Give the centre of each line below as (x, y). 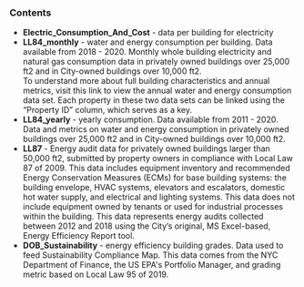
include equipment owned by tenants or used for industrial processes (153, 207)
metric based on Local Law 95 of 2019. (96, 274)
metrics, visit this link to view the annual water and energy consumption (157, 91)
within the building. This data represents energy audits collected (143, 217)
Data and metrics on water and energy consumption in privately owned (156, 129)
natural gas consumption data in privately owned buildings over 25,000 (156, 62)
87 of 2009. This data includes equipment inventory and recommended (156, 168)
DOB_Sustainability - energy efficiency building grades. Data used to (153, 246)
